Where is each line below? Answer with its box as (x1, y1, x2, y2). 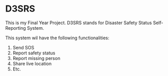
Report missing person (12, 55, 61, 61)
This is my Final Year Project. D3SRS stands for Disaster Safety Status (5, 20, 152, 26)
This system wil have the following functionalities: (5, 35, 109, 41)
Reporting (5, 25, 26, 31)
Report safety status (12, 50, 55, 56)
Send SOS (12, 44, 35, 50)
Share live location (12, 60, 52, 66)
